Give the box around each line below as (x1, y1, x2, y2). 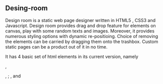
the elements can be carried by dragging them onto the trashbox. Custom (5, 38, 158, 44)
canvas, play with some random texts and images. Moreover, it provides (5, 27, 155, 34)
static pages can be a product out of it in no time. (5, 43, 107, 49)
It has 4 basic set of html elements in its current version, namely (5, 53, 139, 59)
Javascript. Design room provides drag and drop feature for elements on (5, 22, 156, 28)
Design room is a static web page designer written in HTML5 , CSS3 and (5, 17, 156, 23)
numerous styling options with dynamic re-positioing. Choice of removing (5, 33, 158, 39)
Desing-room (5, 4, 48, 12)
